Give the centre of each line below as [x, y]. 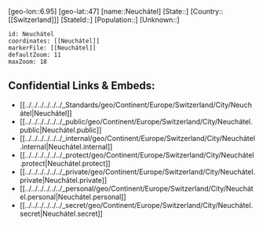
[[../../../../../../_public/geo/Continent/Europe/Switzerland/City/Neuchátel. [136, 121]
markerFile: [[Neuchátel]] [52, 48]
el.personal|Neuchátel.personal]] [73, 197]
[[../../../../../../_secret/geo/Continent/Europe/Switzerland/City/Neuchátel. [136, 205]
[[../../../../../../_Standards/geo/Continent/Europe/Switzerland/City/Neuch [136, 105]
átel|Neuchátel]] [46, 113]
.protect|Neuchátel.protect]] [65, 163]
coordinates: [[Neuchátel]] [54, 41]
